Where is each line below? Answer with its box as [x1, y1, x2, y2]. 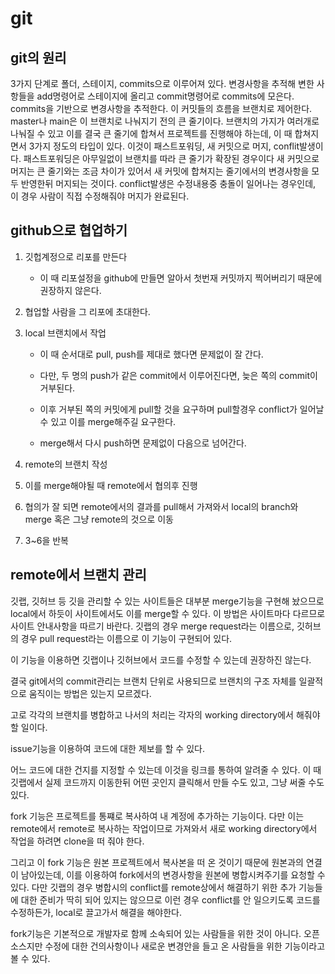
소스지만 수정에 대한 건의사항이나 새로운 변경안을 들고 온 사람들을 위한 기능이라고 [10, 940, 326, 952]
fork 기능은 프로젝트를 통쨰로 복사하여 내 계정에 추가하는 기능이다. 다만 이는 [10, 810, 305, 822]
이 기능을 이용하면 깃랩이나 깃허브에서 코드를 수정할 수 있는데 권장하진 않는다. [10, 653, 312, 666]
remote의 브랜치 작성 [24, 458, 108, 470]
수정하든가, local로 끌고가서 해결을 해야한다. [10, 906, 182, 918]
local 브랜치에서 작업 [24, 327, 107, 339]
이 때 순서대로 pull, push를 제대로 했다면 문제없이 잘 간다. [39, 348, 264, 360]
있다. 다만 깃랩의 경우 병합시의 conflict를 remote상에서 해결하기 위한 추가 [10, 881, 297, 893]
